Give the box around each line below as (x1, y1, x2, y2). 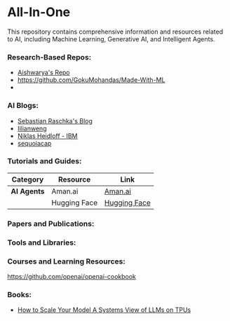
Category (11, 175, 44, 184)
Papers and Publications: (7, 219, 95, 228)
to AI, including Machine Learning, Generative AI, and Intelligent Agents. (7, 34, 215, 43)
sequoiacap (17, 139, 52, 147)
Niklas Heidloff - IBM (17, 131, 79, 140)
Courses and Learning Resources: (7, 257, 126, 266)
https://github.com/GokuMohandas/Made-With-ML (17, 76, 165, 84)
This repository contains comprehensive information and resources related (7, 27, 223, 36)
